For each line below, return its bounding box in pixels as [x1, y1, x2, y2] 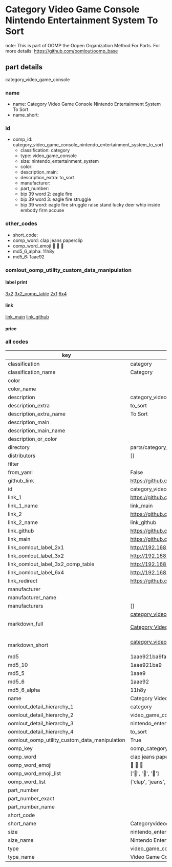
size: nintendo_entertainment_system [20, 158, 99, 164]
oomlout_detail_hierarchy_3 [8, 720, 74, 727]
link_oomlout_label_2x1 [8, 543, 64, 551]
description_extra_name [8, 410, 66, 417]
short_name [8, 820, 37, 827]
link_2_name [8, 519, 38, 526]
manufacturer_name [8, 594, 57, 601]
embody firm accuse [20, 207, 64, 214]
